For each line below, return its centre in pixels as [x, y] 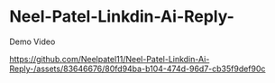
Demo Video [32, 41]
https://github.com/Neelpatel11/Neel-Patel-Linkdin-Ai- [110, 59]
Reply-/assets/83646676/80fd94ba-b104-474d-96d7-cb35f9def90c [137, 69]
